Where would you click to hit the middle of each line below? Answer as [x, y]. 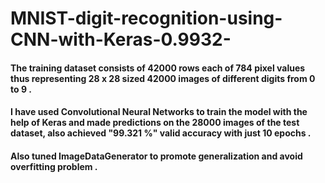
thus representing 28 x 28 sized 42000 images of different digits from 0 [163, 78]
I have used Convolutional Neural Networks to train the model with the [159, 112]
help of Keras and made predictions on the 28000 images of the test [155, 123]
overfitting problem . [54, 166]
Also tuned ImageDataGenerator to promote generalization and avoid [156, 156]
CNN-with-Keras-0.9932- [121, 39]
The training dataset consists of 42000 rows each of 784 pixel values [158, 68]
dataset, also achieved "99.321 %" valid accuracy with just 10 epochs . [161, 133]
